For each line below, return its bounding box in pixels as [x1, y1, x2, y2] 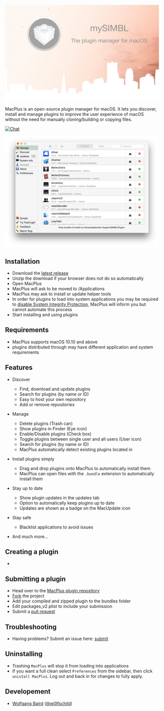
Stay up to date [12, 485, 43, 491]
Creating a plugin [5, 548, 59, 556]
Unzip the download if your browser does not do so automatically [12, 275, 144, 281]
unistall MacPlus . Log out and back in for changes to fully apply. [12, 673, 143, 679]
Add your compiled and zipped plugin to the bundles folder [12, 598, 131, 604]
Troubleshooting [5, 622, 57, 631]
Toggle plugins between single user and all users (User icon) [19, 436, 142, 442]
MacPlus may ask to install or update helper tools [12, 291, 111, 297]
